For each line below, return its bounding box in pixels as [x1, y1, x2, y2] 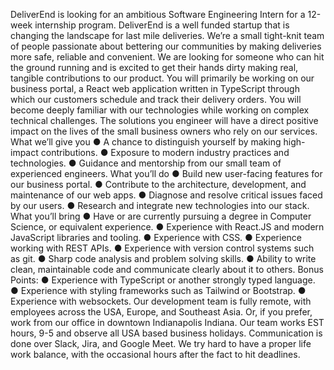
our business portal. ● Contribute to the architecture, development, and [10, 179, 307, 190]
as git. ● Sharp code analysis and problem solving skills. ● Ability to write [10, 253, 317, 264]
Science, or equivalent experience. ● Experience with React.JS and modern [10, 221, 325, 233]
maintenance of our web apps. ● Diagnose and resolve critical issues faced [10, 189, 323, 201]
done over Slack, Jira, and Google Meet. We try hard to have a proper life [10, 338, 312, 349]
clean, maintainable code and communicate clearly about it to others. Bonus [10, 264, 324, 275]
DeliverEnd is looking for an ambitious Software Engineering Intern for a [10, 9, 306, 20]
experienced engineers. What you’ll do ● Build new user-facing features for [10, 168, 323, 179]
